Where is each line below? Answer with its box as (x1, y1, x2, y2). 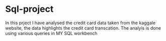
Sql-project (5, 3, 54, 15)
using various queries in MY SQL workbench (5, 30, 98, 36)
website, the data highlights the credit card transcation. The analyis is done (5, 25, 161, 31)
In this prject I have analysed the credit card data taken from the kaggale (5, 20, 156, 26)
